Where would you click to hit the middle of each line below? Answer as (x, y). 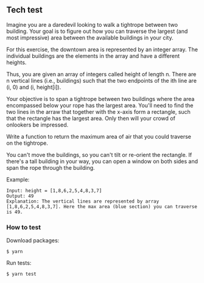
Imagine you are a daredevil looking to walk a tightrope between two (92, 24)
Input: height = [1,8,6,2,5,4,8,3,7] (54, 190)
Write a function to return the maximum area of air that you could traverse (99, 136)
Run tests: (19, 263)
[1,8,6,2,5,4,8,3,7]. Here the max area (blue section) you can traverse (102, 206)
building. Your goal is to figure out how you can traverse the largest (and (97, 31)
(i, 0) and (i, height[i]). (34, 87)
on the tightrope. (27, 143)
